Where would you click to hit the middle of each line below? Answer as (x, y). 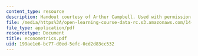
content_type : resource (35, 11)
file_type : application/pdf (41, 28)
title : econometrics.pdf (37, 38)
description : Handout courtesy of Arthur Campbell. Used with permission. (100, 17)
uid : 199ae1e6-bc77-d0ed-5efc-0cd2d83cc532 (60, 44)
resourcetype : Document (35, 33)
